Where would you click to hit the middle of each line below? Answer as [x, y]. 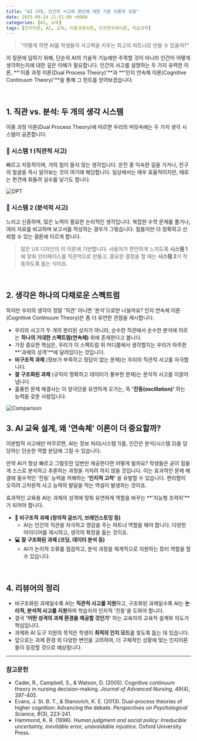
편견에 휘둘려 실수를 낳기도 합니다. [51, 179]
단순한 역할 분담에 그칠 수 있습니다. [61, 451]
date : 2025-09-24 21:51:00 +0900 [47, 17]
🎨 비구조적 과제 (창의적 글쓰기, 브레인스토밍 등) [68, 518]
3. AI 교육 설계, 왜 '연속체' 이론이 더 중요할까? [84, 428]
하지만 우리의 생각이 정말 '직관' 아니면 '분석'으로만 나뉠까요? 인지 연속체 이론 [93, 311]
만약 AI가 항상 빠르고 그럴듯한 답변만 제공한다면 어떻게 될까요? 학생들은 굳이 [93, 463]
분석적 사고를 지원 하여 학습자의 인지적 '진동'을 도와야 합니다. [96, 611]
